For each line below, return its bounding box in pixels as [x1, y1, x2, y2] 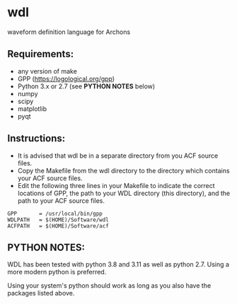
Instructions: [7, 132, 66, 145]
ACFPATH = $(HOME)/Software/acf [7, 222, 110, 230]
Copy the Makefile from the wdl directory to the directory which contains [17, 166, 230, 175]
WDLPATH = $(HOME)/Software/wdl [7, 216, 110, 223]
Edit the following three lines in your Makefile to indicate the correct [17, 181, 215, 189]
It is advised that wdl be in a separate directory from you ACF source [17, 151, 219, 160]
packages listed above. [7, 289, 75, 298]
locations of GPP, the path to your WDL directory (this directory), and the [17, 189, 231, 197]
